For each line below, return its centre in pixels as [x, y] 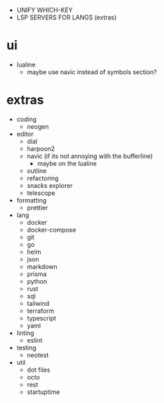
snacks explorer [50, 185]
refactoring [43, 178]
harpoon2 [41, 148]
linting [25, 333]
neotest [38, 355]
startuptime [43, 392]
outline [37, 171]
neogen [38, 126]
